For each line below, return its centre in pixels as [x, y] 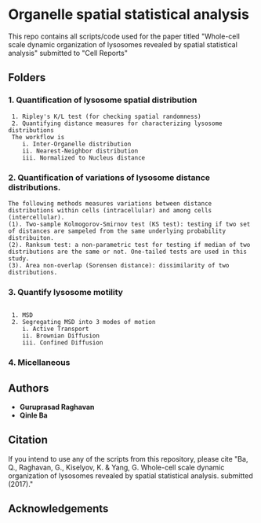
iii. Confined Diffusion [63, 343]
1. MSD [22, 315]
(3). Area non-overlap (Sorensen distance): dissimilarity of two [119, 265]
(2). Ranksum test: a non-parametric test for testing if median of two [129, 245]
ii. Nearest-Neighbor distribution [80, 151]
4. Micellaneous [39, 363]
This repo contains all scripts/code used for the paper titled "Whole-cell [124, 36]
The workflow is [38, 137]
